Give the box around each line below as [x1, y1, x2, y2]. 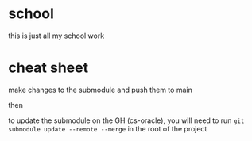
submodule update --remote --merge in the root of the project [8, 124, 207, 133]
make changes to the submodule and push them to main [8, 85, 192, 94]
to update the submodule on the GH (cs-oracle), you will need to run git [8, 116, 245, 125]
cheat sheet [8, 59, 89, 77]
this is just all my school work [8, 31, 105, 40]
